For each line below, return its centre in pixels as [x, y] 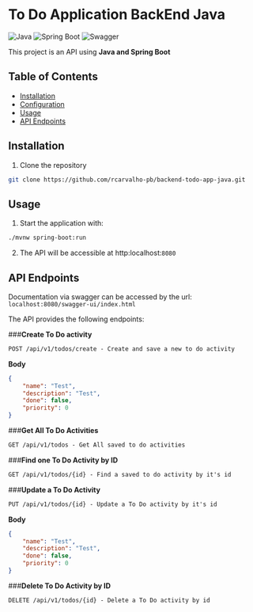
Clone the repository [53, 165]
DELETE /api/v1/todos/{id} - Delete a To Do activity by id [110, 600]
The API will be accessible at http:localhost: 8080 [98, 253]
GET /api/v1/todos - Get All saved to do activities [97, 445]
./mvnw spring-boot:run [47, 238]
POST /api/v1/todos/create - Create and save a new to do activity [122, 349]
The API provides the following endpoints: [76, 319]
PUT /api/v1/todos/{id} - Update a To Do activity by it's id [113, 504]
